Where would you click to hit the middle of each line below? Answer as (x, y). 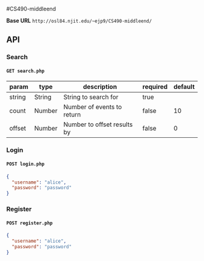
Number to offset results (98, 124)
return (72, 114)
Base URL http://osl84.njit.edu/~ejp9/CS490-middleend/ (79, 20)
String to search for (91, 97)
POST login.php (25, 164)
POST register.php (29, 223)
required (155, 87)
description (100, 87)
